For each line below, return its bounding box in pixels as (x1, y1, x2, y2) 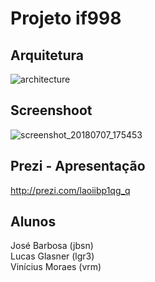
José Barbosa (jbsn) (10, 240, 94, 252)
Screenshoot (10, 102, 93, 119)
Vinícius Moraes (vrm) (10, 261, 102, 273)
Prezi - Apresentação (10, 158, 146, 175)
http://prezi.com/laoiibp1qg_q (10, 184, 131, 196)
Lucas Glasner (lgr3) (10, 250, 95, 262)
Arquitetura (10, 47, 84, 64)
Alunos (10, 213, 57, 231)
